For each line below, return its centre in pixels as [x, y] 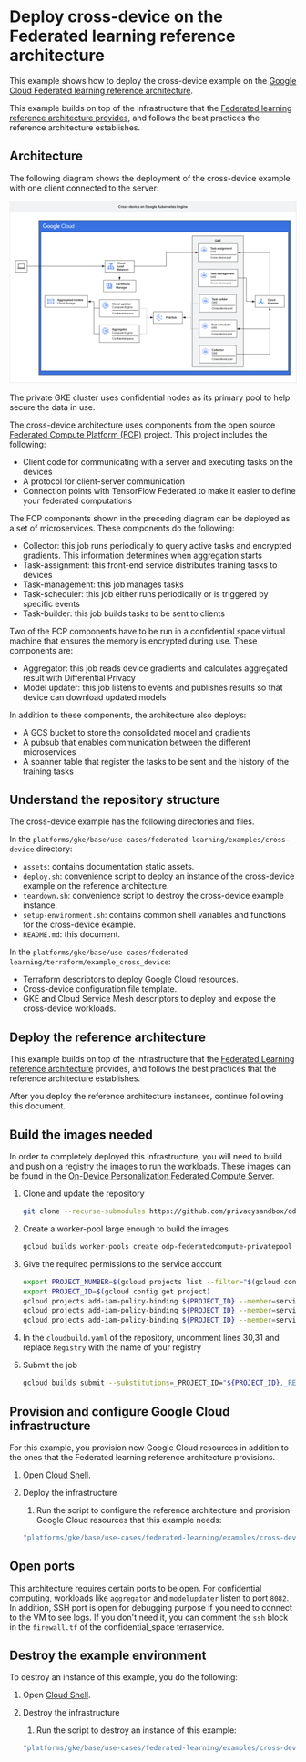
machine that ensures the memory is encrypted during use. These [133, 641]
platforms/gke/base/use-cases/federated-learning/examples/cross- [161, 840]
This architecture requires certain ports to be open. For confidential [136, 1588]
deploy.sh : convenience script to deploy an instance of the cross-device [158, 876]
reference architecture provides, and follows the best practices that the [143, 1069]
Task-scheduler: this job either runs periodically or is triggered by [145, 593]
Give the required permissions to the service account [122, 1263]
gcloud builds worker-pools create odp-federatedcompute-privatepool [158, 1246]
